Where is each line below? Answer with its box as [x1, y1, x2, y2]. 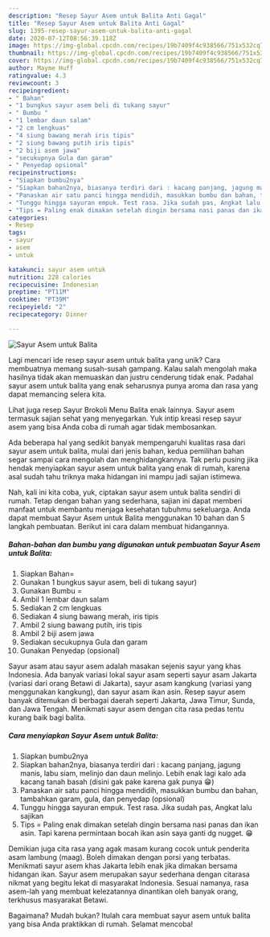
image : [8, 42, 31, 50]
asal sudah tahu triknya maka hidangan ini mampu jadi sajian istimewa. [8, 471, 243, 481]
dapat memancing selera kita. [8, 389, 107, 399]
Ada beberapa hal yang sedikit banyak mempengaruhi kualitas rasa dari [8, 438, 246, 447]
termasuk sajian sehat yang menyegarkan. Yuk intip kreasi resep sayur [8, 413, 243, 423]
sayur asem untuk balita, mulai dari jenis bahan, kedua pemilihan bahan [8, 446, 245, 455]
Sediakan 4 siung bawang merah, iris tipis [19, 611, 159, 621]
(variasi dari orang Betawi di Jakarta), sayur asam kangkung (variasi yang [8, 678, 252, 688]
